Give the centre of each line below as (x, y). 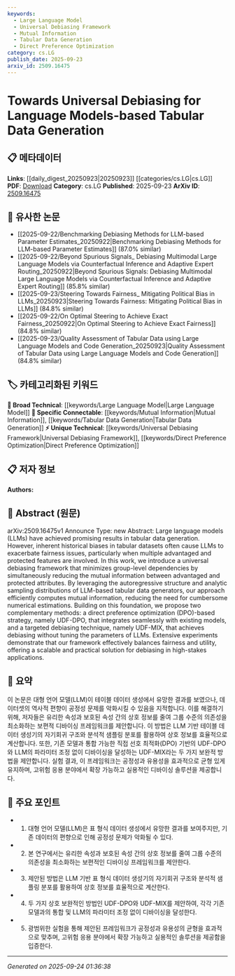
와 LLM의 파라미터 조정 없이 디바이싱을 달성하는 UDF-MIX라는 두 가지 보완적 (112, 752)
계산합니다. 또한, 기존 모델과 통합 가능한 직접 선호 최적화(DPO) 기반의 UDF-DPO (117, 743)
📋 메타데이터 (34, 158)
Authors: (20, 490)
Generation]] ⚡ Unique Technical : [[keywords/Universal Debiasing (103, 428)
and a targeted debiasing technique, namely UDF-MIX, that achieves (106, 628)
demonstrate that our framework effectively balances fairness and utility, (112, 642)
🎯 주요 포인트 (34, 802)
